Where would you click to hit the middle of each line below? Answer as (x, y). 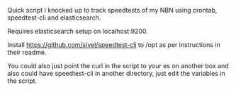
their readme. (27, 52)
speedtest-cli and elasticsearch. (54, 18)
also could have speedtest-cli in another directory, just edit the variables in (116, 73)
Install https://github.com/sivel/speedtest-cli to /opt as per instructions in (114, 45)
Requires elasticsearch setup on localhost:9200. (78, 31)
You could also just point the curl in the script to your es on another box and (118, 66)
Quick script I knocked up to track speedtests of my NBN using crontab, (112, 10)
